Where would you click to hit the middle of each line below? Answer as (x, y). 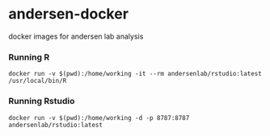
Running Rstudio (42, 101)
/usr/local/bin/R (38, 81)
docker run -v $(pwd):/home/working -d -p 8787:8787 (99, 117)
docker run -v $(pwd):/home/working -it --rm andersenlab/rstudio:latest (135, 74)
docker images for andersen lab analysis (76, 36)
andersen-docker (69, 14)
